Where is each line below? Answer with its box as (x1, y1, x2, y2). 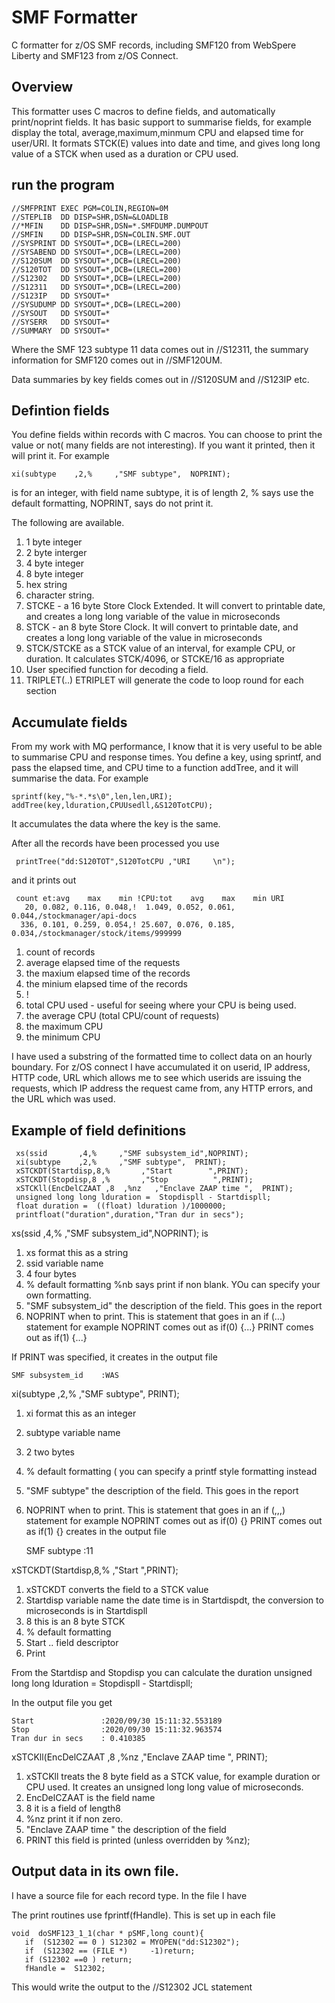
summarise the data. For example (11, 772, 149, 785)
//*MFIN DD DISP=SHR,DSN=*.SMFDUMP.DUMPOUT (11, 221, 209, 231)
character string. (25, 589, 95, 601)
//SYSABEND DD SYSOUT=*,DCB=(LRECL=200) (11, 247, 183, 257)
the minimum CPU (25, 1031, 101, 1043)
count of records (25, 946, 96, 958)
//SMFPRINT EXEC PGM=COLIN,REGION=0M (11, 203, 169, 213)
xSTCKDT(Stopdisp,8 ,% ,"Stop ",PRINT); (15, 1175, 254, 1185)
